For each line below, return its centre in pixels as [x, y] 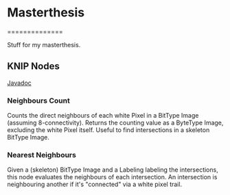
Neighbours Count [38, 101]
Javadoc [20, 83]
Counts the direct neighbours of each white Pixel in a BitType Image [103, 116]
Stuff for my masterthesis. [44, 44]
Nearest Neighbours [42, 155]
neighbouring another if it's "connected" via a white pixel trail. [95, 184]
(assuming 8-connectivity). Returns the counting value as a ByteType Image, [115, 123]
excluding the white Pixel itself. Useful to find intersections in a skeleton [108, 130]
